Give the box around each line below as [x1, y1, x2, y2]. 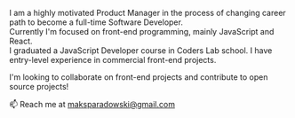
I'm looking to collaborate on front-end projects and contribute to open [9, 72, 268, 83]
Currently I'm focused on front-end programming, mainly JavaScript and [9, 27, 275, 36]
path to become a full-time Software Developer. [9, 17, 184, 28]
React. [9, 35, 33, 46]
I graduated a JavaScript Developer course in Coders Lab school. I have [9, 45, 273, 56]
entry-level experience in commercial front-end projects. [9, 55, 217, 65]
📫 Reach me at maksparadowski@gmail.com [9, 99, 176, 109]
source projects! [9, 82, 69, 91]
